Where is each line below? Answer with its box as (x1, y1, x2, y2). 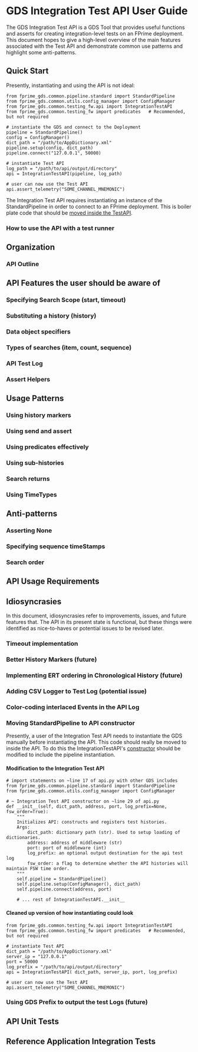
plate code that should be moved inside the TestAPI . (6, 209, 133, 216)
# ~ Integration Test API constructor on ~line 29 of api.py (6, 798, 160, 805)
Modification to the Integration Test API (6, 765, 105, 772)
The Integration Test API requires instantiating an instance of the (6, 196, 163, 203)
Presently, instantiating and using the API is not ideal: (6, 82, 135, 89)
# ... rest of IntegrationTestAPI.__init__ (16, 897, 126, 903)
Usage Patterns (6, 393, 64, 403)
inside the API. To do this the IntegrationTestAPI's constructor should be (6, 745, 181, 752)
